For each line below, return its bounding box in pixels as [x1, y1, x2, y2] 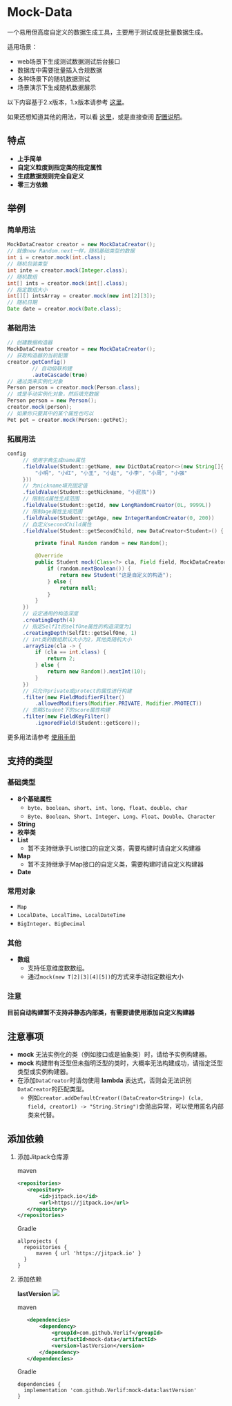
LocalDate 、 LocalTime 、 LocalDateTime [17, 910, 126, 918]
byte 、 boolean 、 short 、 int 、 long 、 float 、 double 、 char [27, 803, 188, 811]
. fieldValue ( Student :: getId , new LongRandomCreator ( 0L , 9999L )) [22, 502, 212, 509]
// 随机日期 [7, 299, 38, 306]
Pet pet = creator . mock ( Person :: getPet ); [7, 416, 128, 423]
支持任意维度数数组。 [27, 964, 88, 972]
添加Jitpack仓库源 [17, 1153, 69, 1161]
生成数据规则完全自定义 [17, 172, 84, 180]
